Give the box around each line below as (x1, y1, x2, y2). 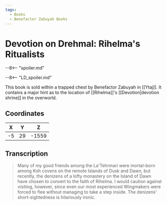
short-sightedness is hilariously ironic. (17, 194, 96, 200)
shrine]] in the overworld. (5, 95, 57, 101)
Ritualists (5, 48, 45, 60)
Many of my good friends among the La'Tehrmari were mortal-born (17, 162, 156, 168)
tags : (5, 7, 16, 12)
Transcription (5, 149, 48, 158)
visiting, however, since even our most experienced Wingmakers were (17, 184, 161, 190)
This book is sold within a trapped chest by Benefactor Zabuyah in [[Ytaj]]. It (5, 84, 162, 90)
